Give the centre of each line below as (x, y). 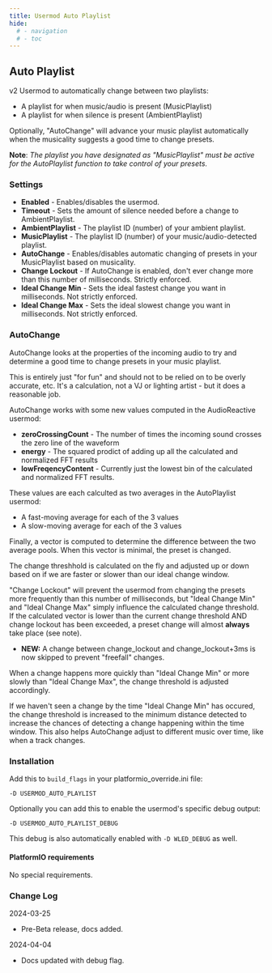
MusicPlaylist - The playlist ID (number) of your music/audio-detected (139, 236)
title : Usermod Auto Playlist (60, 16)
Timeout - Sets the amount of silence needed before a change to (130, 210)
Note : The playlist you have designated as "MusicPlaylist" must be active (132, 155)
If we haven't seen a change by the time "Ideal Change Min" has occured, (132, 706)
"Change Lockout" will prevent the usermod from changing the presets (127, 590)
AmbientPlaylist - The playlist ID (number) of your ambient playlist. (133, 228)
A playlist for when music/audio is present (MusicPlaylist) (117, 107)
